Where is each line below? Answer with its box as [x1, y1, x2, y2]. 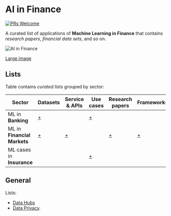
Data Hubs [12, 199, 35, 205]
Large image [5, 55, 32, 61]
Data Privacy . [12, 205, 41, 211]
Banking [8, 117, 28, 124]
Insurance [8, 159, 33, 166]
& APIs [66, 102, 83, 109]
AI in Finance [5, 4, 62, 15]
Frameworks [137, 99, 168, 106]
